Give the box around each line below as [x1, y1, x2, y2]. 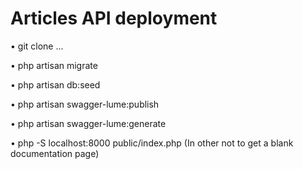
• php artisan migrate [10, 59, 98, 71]
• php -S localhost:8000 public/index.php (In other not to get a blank [10, 137, 294, 149]
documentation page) [10, 147, 100, 159]
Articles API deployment [10, 7, 218, 30]
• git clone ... [10, 40, 64, 52]
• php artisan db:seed [10, 78, 101, 91]
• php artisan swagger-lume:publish [10, 98, 160, 110]
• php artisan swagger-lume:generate [10, 117, 167, 129]
